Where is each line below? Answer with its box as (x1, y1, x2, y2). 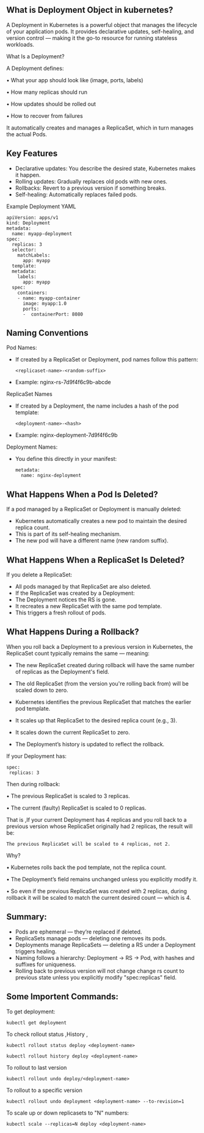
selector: (12, 247, 37, 253)
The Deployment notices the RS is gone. (15, 596, 117, 603)
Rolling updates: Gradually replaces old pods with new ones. (15, 177, 168, 185)
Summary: (6, 911, 47, 922)
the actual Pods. (6, 130, 48, 137)
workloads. (6, 41, 35, 48)
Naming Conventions (6, 328, 89, 338)
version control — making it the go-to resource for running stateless (6, 34, 178, 42)
